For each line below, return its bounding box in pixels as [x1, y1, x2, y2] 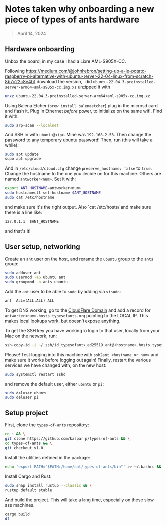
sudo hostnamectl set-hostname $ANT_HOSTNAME [5, 190, 101, 195]
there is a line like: [5, 209, 42, 215]
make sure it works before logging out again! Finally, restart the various [5, 357, 151, 363]
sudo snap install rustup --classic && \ [5, 483, 92, 488]
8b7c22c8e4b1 [5, 78, 36, 84]
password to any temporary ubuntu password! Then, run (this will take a [5, 137, 153, 143]
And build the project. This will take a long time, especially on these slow [5, 497, 154, 503]
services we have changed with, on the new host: [5, 362, 107, 368]
